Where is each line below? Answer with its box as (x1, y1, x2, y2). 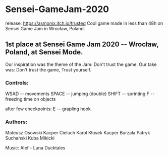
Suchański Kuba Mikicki (5, 135, 54, 141)
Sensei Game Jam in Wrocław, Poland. (5, 25, 85, 31)
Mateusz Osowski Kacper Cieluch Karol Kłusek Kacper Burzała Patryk (5, 130, 150, 136)
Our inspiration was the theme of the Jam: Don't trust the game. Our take (5, 61, 157, 67)
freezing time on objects (5, 96, 56, 102)
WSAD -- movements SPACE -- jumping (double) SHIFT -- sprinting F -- (5, 91, 155, 97)
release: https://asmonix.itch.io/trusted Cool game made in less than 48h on (5, 20, 163, 26)
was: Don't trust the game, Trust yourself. (5, 66, 92, 72)
